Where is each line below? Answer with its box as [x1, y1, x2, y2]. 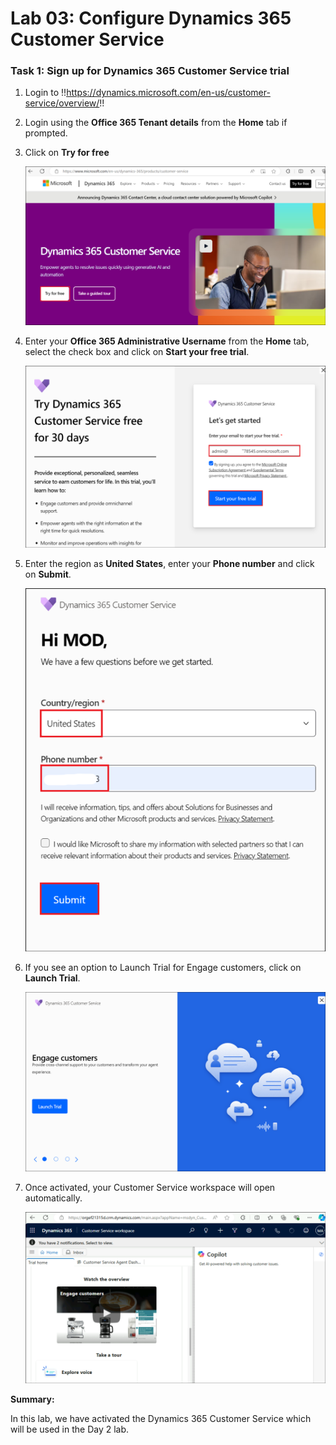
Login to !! [24, 87, 67, 99]
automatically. [24, 1192, 83, 1204]
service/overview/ [24, 97, 100, 109]
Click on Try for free [24, 147, 110, 159]
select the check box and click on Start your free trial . [24, 346, 250, 358]
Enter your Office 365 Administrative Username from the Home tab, [24, 335, 310, 347]
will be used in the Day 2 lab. [10, 1423, 130, 1436]
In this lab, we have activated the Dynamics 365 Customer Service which [10, 1413, 312, 1425]
